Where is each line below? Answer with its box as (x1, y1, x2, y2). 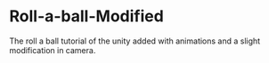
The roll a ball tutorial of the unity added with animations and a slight (9, 35, 261, 46)
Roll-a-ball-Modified (9, 6, 165, 27)
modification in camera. (9, 44, 96, 55)
